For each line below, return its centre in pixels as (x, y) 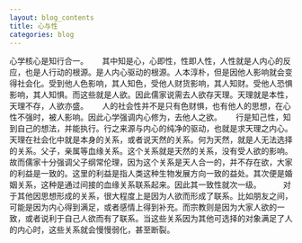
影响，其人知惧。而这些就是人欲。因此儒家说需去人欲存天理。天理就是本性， (151, 94)
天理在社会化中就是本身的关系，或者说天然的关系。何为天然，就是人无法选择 (151, 139)
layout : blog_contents (52, 18)
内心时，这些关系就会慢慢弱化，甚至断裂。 (93, 229)
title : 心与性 (34, 26)
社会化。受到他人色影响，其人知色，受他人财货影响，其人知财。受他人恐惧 (155, 84)
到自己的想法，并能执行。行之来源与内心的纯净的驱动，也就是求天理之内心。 (149, 129)
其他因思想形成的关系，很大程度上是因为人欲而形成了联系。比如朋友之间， (155, 196)
